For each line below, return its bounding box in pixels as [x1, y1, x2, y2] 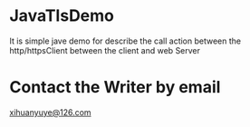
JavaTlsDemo [9, 5, 115, 26]
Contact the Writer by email [9, 77, 221, 98]
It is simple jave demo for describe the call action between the [9, 35, 242, 46]
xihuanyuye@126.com [9, 106, 92, 118]
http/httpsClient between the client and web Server [9, 44, 201, 55]
